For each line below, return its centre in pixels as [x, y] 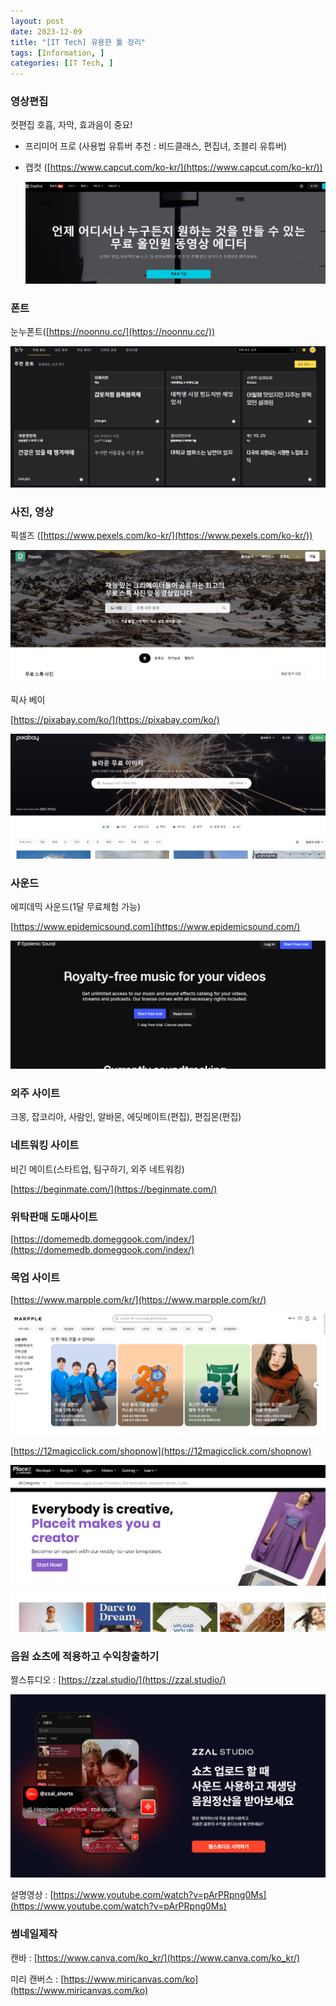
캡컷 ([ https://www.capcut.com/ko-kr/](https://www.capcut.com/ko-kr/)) [173, 167]
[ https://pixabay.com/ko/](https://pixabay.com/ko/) [115, 720]
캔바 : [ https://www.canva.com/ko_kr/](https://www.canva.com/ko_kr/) [155, 1957]
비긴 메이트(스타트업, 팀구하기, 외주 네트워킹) [97, 1169]
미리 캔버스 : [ [37, 1979]
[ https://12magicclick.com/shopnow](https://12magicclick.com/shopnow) [161, 1451]
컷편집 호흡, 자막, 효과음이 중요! [71, 125]
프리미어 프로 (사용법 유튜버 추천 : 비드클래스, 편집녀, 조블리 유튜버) [156, 146]
